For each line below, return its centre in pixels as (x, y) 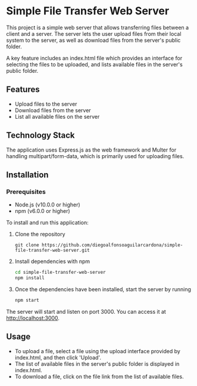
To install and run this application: (47, 223)
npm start (27, 300)
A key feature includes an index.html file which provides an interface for (94, 58)
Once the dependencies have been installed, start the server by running (103, 289)
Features (23, 90)
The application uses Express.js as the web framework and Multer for (91, 150)
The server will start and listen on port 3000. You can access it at (86, 311)
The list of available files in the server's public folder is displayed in (97, 364)
